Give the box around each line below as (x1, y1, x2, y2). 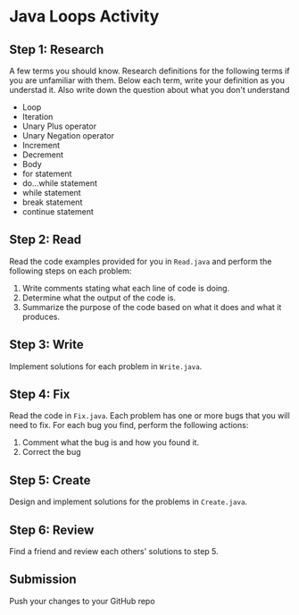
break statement (21, 197, 83, 207)
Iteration (21, 112, 54, 122)
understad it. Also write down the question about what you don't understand (9, 85, 290, 95)
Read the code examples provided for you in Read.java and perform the (9, 256, 272, 266)
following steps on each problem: (9, 265, 132, 276)
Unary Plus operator (21, 121, 96, 131)
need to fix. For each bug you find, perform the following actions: (9, 420, 249, 431)
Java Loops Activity (9, 6, 160, 27)
